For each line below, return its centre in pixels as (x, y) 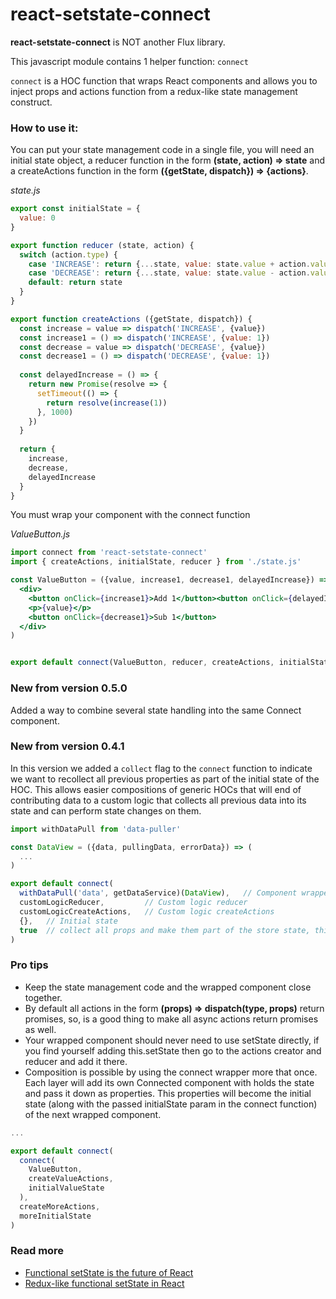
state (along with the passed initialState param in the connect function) (171, 1104)
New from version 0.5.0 (69, 688)
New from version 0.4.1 (67, 746)
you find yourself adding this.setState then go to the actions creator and (173, 1050)
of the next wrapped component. (93, 1114)
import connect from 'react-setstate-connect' (109, 553)
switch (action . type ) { (68, 254)
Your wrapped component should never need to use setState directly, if (172, 1040)
